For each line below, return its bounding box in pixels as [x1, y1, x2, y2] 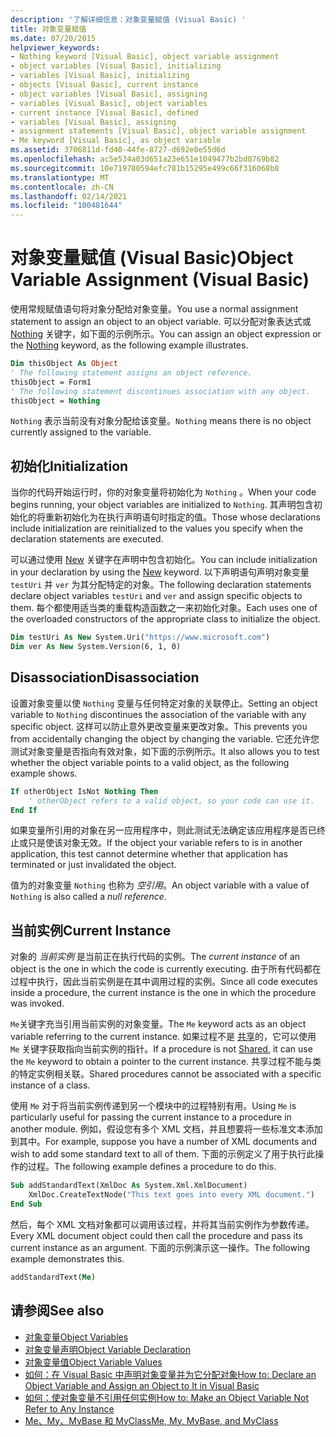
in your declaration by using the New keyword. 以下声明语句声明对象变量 [10, 566, 310, 578]
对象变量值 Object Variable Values [24, 1356, 163, 1368]
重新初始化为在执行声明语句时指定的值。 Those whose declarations [44, 511, 321, 523]
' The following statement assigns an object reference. [10, 367, 253, 378]
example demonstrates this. [10, 1252, 125, 1265]
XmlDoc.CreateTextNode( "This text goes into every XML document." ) [28, 1190, 315, 1200]
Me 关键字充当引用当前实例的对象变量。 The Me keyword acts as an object [10, 1018, 307, 1030]
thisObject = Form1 [10, 377, 92, 387]
